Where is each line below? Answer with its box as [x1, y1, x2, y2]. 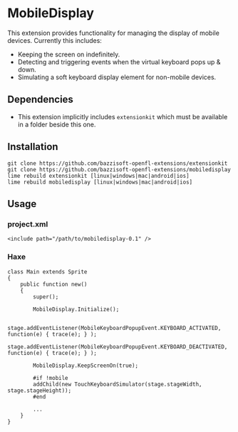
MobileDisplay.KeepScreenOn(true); [33, 362, 139, 369]
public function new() [20, 281, 88, 288]
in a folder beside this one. [17, 120, 96, 129]
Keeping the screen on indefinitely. [17, 50, 120, 59]
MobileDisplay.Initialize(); [33, 306, 120, 313]
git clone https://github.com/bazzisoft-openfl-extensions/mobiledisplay [7, 166, 232, 173]
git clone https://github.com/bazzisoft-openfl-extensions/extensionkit [7, 159, 228, 167]
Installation [7, 141, 58, 153]
